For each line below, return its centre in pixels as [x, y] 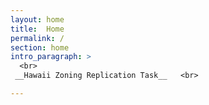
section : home [40, 47]
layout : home [37, 19]
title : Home [37, 29]
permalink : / [37, 38]
